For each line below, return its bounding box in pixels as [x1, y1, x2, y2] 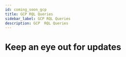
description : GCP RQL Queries [5, 20, 69, 26]
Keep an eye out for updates [5, 42, 122, 53]
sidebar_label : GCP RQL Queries [5, 16, 71, 21]
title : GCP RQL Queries [5, 12, 54, 17]
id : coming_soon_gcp [5, 7, 47, 12]
